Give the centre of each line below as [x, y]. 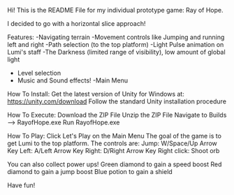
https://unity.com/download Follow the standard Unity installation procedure [117, 101]
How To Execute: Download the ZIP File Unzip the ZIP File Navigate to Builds [117, 115]
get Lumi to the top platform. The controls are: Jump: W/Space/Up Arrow [112, 143]
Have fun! [21, 185]
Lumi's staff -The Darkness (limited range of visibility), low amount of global [116, 52]
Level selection [39, 73]
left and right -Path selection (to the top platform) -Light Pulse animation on [116, 44]
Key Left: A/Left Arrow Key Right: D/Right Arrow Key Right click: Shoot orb [114, 151]
